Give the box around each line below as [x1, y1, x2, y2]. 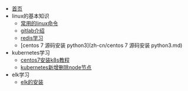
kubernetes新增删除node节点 [20, 64, 92, 70]
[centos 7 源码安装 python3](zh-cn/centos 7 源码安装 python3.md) [20, 42, 183, 49]
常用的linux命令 [20, 20, 58, 26]
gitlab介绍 [20, 27, 45, 34]
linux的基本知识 [11, 12, 50, 19]
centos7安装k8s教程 [20, 56, 70, 63]
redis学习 [20, 35, 44, 41]
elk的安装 [20, 79, 44, 85]
